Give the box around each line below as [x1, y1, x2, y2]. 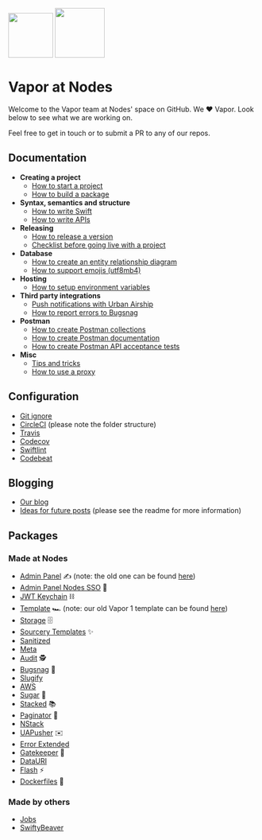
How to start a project [31, 181, 103, 190]
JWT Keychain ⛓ [19, 592, 75, 601]
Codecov [19, 436, 50, 445]
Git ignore [19, 410, 52, 421]
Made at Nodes [8, 553, 68, 564]
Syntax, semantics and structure [19, 197, 131, 207]
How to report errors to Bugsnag [31, 307, 139, 317]
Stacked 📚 [19, 699, 57, 709]
